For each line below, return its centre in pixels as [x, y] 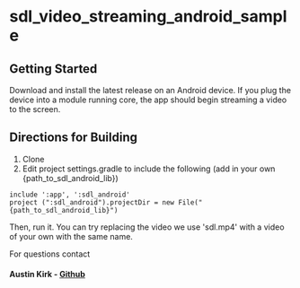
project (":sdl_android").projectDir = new [92, 202]
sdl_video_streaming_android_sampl [148, 17]
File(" [190, 202]
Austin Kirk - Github [47, 275]
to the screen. [35, 109]
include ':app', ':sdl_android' [70, 195]
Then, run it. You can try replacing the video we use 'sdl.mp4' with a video [147, 227]
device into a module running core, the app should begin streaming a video [148, 100]
